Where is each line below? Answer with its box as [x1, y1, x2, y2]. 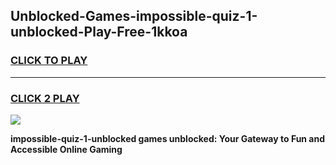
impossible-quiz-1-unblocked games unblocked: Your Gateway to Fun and [10, 132, 326, 144]
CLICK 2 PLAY [10, 91, 80, 105]
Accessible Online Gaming [10, 143, 123, 155]
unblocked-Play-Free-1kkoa [10, 24, 188, 41]
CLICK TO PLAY [10, 54, 88, 68]
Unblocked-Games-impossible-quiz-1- [10, 8, 258, 25]
